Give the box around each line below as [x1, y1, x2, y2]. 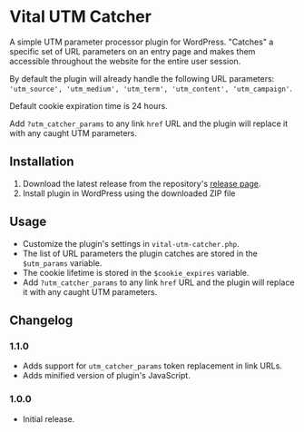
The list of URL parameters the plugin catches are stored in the [22, 248, 259, 259]
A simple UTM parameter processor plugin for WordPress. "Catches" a [9, 36, 274, 47]
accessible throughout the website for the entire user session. [9, 55, 241, 66]
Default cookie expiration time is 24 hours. [9, 100, 168, 111]
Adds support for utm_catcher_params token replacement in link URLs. [22, 360, 283, 371]
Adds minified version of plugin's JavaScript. [22, 370, 191, 381]
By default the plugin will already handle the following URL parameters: [9, 73, 275, 83]
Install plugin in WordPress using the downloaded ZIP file [22, 188, 236, 199]
